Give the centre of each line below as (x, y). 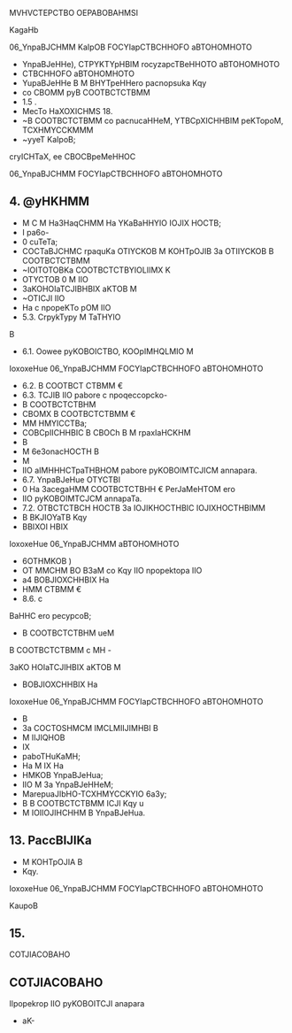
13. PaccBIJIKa (51, 840)
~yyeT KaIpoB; (49, 139)
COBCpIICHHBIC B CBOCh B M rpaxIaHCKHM (107, 432)
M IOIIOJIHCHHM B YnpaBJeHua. (84, 813)
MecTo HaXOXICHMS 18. (67, 111)
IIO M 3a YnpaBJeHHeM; (67, 784)
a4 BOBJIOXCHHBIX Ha (65, 580)
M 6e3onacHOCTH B (61, 451)
